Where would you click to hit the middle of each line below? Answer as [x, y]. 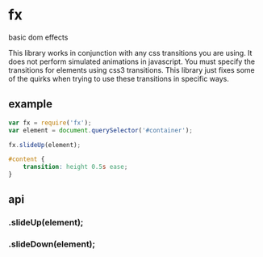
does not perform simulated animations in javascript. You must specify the [132, 61]
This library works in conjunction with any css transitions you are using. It [130, 53]
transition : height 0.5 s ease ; [75, 167]
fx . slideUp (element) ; [45, 145]
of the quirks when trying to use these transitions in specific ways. [119, 78]
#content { [27, 159]
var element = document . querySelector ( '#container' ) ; [101, 130]
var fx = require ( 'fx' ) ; [50, 123]
